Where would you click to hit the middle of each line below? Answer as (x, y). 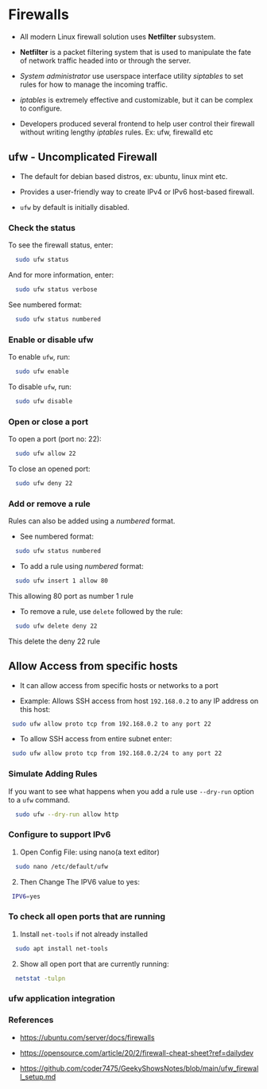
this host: (35, 709)
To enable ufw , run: (39, 356)
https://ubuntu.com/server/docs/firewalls (87, 1037)
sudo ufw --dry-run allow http (67, 814)
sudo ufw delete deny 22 (56, 626)
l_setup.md (38, 1076)
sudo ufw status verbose (56, 289)
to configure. (41, 108)
